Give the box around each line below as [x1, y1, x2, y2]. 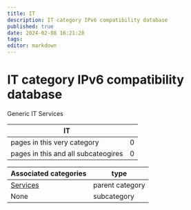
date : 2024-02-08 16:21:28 [7, 29, 85, 37]
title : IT [7, 10, 36, 17]
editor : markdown [7, 42, 57, 49]
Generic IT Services [7, 109, 63, 117]
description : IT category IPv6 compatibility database [7, 17, 168, 23]
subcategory [92, 191, 134, 201]
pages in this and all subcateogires [10, 149, 123, 158]
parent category [92, 180, 145, 190]
